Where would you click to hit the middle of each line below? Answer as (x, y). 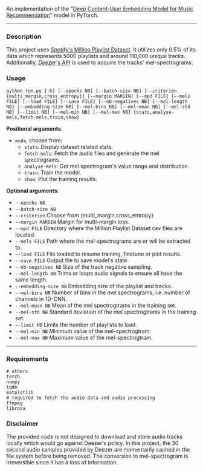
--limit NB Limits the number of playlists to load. (76, 324)
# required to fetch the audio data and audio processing (81, 398)
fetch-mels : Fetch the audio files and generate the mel (92, 153)
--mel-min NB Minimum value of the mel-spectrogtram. (83, 331)
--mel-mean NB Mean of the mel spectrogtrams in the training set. (96, 305)
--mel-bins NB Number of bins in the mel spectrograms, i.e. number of (102, 292)
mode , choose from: (38, 140)
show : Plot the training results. (61, 179)
